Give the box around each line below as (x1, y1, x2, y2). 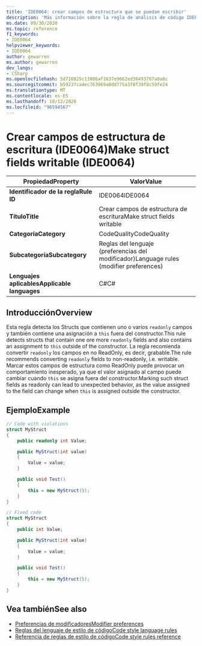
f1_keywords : (6, 31, 39, 37)
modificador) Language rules (99, 254, 179, 263)
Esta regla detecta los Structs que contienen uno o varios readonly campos (6, 324, 192, 331)
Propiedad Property (23, 177, 79, 186)
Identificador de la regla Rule (9, 187, 93, 196)
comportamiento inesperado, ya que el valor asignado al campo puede (6, 368, 182, 375)
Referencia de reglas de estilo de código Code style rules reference (14, 633, 182, 640)
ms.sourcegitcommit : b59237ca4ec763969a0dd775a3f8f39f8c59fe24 (6, 82, 168, 88)
